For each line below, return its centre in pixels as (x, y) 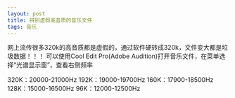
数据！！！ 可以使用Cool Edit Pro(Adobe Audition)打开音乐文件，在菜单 (116, 56)
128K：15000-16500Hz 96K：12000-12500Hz (74, 89)
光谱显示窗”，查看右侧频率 (55, 65)
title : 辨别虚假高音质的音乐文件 (50, 20)
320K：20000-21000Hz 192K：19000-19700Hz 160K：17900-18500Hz (110, 80)
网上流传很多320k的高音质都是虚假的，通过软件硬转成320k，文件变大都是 (115, 48)
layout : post (26, 14)
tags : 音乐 (22, 27)
